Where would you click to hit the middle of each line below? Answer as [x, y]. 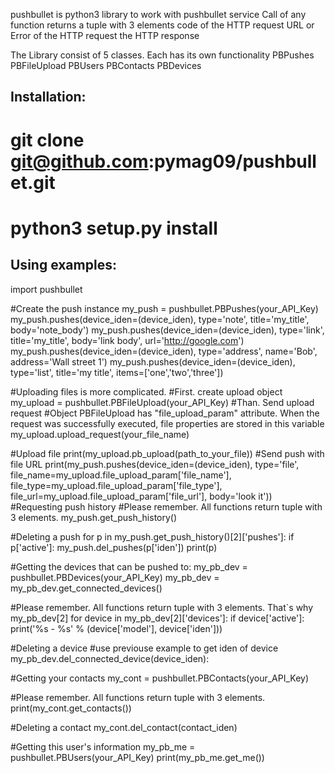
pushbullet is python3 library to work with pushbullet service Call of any [158, 14]
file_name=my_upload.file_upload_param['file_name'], [121, 475]
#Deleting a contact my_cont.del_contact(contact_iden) [124, 727]
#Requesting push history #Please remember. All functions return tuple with [166, 506]
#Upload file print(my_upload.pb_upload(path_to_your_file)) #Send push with [167, 453]
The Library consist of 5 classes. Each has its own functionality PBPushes [162, 55]
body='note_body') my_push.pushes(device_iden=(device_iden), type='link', [167, 330]
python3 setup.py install [114, 228]
